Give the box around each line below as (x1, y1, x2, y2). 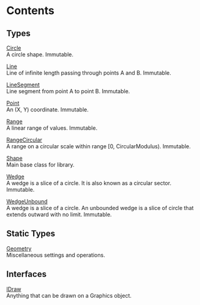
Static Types (6, 228, 56, 239)
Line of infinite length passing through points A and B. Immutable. (6, 69, 171, 77)
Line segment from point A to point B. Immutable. (6, 88, 130, 95)
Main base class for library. (6, 161, 75, 168)
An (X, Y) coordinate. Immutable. (6, 106, 89, 113)
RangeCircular (6, 136, 43, 143)
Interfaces (6, 269, 47, 279)
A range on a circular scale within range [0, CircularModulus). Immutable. (6, 143, 191, 150)
